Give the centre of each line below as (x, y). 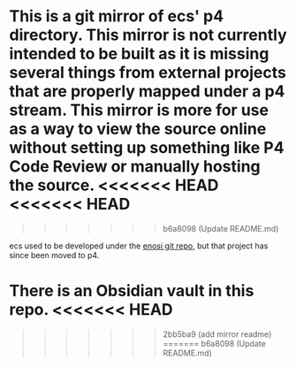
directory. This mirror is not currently (148, 35)
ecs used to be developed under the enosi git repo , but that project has (139, 246)
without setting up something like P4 (147, 148)
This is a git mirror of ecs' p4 (116, 16)
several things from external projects (148, 73)
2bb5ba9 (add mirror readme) (217, 334)
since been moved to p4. (54, 255)
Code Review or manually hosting (135, 167)
